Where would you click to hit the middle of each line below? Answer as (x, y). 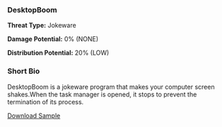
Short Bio (24, 71)
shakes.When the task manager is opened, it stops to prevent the (102, 94)
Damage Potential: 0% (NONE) (53, 39)
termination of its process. (46, 101)
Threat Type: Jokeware (42, 26)
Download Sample (34, 116)
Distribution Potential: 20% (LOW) (58, 53)
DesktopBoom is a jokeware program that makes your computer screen (111, 87)
